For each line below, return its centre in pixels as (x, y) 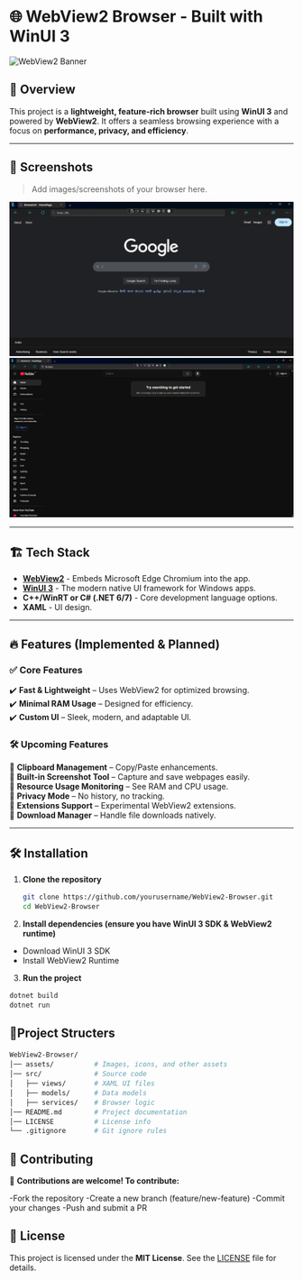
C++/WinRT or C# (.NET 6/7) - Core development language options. (150, 598)
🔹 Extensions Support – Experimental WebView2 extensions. (123, 806)
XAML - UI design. (57, 608)
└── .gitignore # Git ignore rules (88, 1131)
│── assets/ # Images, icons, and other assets (119, 1065)
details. (23, 1267)
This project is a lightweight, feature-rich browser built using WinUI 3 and (149, 111)
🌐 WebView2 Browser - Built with (136, 17)
